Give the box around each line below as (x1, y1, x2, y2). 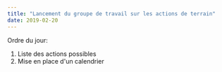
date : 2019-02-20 (7, 17, 58, 24)
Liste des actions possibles (17, 50, 97, 58)
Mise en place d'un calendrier (17, 57, 104, 65)
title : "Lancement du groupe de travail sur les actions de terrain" (7, 10, 216, 17)
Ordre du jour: (7, 36, 48, 44)
